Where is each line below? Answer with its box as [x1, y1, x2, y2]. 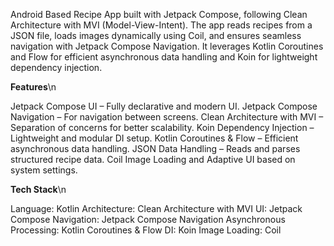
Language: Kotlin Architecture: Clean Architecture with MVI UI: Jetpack [10, 203, 303, 214]
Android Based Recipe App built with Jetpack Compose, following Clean [10, 9, 308, 20]
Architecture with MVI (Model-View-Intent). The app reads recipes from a [10, 19, 313, 31]
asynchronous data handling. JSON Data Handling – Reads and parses [10, 143, 301, 154]
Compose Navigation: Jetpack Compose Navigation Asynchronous [10, 214, 286, 225]
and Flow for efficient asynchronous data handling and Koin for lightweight [10, 51, 318, 63]
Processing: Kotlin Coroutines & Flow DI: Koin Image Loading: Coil [10, 224, 282, 236]
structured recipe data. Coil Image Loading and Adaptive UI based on [10, 154, 296, 165]
